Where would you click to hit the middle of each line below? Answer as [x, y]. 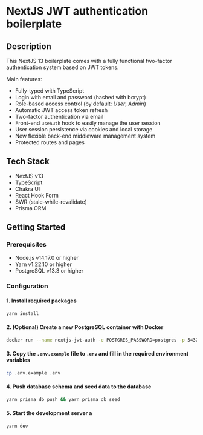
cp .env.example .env [34, 373]
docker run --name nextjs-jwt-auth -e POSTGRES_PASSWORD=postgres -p [96, 340]
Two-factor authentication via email [59, 117]
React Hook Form [37, 195]
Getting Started [36, 227]
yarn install [23, 313]
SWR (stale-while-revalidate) [51, 202]
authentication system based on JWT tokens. [63, 67]
